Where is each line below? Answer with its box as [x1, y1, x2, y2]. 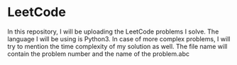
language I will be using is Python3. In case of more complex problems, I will [7, 34, 231, 43]
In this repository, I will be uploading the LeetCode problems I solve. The [7, 27, 219, 36]
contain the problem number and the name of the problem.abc [7, 50, 190, 58]
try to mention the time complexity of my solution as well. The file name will [7, 42, 228, 50]
